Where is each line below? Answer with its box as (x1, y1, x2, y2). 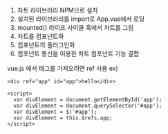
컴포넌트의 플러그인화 (17, 41, 75, 49)
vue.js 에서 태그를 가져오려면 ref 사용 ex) (7, 65, 119, 72)
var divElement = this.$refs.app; (13, 115, 113, 122)
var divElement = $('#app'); (13, 108, 97, 115)
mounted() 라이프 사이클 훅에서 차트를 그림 (17, 24, 134, 31)
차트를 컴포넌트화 (17, 32, 64, 40)
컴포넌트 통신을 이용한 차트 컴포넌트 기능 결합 (17, 49, 140, 58)
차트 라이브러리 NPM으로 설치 (17, 6, 98, 14)
